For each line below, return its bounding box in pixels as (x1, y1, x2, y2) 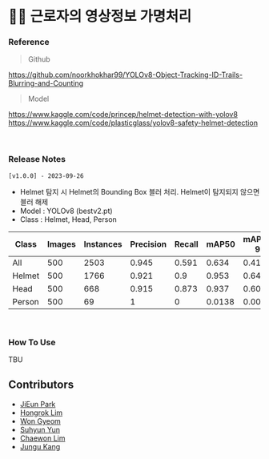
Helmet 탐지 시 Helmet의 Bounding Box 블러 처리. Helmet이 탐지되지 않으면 (19, 187, 260, 196)
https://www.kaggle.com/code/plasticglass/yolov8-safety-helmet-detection (8, 118, 259, 128)
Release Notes (8, 154, 66, 165)
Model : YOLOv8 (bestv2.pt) (19, 206, 114, 215)
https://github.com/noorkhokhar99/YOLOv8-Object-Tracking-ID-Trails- (8, 70, 243, 80)
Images (46, 238, 76, 249)
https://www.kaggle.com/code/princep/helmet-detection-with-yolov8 (8, 110, 239, 119)
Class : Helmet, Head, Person (19, 214, 118, 224)
